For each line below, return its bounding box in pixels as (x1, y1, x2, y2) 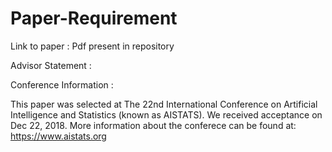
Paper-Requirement (10, 7, 178, 30)
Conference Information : (10, 78, 114, 91)
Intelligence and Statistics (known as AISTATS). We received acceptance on (10, 108, 323, 121)
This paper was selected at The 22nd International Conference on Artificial (10, 98, 318, 110)
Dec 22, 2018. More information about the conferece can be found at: (10, 119, 297, 131)
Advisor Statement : (10, 59, 92, 71)
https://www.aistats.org (10, 130, 107, 142)
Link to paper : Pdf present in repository (10, 40, 175, 52)
